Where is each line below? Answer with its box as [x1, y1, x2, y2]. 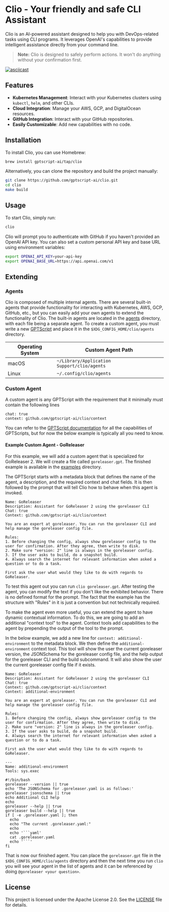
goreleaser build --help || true [5, 808, 75, 813]
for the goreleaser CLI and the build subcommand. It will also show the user [5, 656, 162, 662]
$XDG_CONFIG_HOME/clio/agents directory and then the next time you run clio [5, 858, 163, 864]
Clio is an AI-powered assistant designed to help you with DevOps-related [5, 31, 159, 37]
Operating [17, 343, 42, 350]
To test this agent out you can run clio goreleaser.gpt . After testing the [5, 583, 155, 589]
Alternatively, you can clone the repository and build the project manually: [5, 168, 158, 174]
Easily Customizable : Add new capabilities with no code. [12, 121, 132, 127]
